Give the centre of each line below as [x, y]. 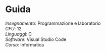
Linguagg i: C [18, 34]
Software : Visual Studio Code [36, 39]
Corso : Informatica [25, 44]
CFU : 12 [13, 28]
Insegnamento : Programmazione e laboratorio [53, 23]
